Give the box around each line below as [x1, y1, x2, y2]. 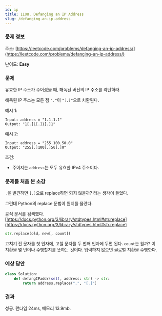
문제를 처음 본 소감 [5, 178, 46, 184]
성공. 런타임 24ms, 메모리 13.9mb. [5, 305, 71, 312]
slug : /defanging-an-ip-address [5, 16, 71, 21]
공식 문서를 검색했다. [5, 211, 44, 217]
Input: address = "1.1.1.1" [5, 117, 62, 122]
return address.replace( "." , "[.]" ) [22, 281, 97, 286]
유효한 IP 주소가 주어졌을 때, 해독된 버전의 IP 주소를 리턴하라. [5, 86, 121, 92]
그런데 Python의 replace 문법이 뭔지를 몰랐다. [5, 201, 93, 207]
